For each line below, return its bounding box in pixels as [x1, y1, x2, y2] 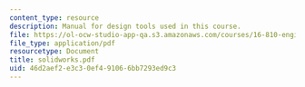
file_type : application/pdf [9, 38, 116, 48]
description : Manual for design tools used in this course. [9, 22, 242, 31]
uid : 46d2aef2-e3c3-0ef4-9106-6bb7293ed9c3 [9, 64, 177, 73]
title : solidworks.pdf [9, 55, 95, 64]
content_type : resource [9, 13, 100, 23]
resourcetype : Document [9, 47, 100, 56]
